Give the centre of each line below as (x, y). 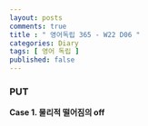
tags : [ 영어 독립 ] (44, 52)
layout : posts (36, 18)
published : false (42, 60)
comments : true (38, 26)
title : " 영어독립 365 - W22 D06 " (75, 34)
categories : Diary (44, 43)
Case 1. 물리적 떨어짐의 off (57, 112)
